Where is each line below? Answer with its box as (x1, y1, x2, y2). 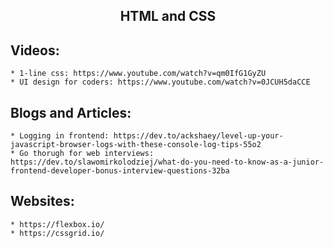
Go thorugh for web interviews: (19, 149, 155, 159)
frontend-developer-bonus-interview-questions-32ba (10, 166, 230, 176)
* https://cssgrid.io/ (10, 228, 105, 238)
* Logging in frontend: (10, 131, 110, 141)
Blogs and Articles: (10, 104, 132, 121)
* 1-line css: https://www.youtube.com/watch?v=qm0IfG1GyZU (10, 69, 267, 79)
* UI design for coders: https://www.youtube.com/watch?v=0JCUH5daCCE (10, 77, 311, 88)
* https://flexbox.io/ (10, 219, 105, 229)
